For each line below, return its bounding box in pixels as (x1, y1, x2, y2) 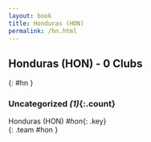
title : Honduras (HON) (8, 19, 84, 27)
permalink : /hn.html (8, 27, 78, 35)
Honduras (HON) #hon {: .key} (8, 116, 107, 126)
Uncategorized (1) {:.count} (8, 98, 116, 110)
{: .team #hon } (8, 125, 59, 135)
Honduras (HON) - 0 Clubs (8, 56, 143, 70)
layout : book (8, 11, 52, 20)
